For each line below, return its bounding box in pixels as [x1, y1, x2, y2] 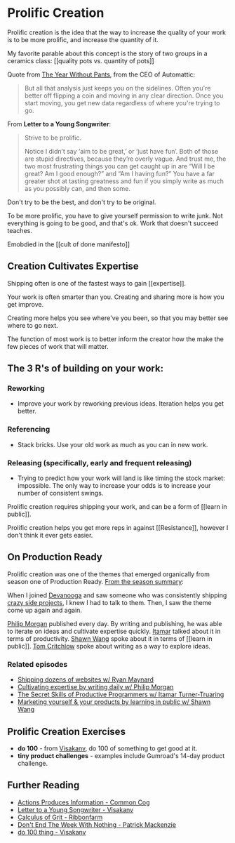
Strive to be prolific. [24, 133, 82, 142]
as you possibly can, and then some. [24, 184, 131, 192]
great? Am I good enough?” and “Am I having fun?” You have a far [24, 169, 215, 178]
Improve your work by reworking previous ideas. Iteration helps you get [17, 399, 224, 408]
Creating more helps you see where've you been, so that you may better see [7, 314, 229, 322]
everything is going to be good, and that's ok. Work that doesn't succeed [7, 219, 219, 227]
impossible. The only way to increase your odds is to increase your [17, 482, 211, 490]
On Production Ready [7, 551, 103, 563]
